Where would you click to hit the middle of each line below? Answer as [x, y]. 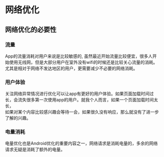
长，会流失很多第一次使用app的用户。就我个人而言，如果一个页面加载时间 [80, 100]
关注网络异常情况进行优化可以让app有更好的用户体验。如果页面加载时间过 [80, 94]
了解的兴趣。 [18, 118]
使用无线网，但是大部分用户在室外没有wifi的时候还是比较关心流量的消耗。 [83, 62]
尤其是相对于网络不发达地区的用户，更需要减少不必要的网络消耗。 [71, 68]
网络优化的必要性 [31, 29]
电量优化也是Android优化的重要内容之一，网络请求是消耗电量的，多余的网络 [81, 143]
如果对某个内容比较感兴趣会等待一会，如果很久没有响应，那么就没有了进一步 [82, 112]
